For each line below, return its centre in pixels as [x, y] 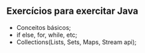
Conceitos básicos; [44, 27]
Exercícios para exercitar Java [72, 11]
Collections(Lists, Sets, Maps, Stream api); [76, 42]
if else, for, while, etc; [47, 35]
